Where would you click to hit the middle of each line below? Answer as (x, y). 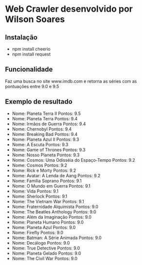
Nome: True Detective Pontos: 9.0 (46, 248)
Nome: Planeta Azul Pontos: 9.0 (44, 227)
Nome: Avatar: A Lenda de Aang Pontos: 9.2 (56, 175)
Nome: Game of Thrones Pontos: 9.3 (49, 150)
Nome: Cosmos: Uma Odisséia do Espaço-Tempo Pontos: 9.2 (73, 160)
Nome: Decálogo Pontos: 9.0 (41, 243)
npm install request (31, 54)
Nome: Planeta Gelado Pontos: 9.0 (46, 253)
